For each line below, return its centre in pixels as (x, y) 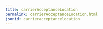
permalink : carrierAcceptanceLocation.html (52, 14)
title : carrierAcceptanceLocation (42, 10)
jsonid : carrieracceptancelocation (43, 19)
